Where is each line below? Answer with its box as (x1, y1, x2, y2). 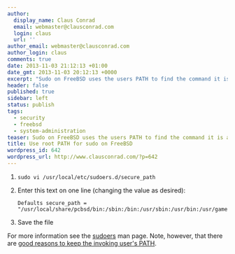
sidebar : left (7, 95, 49, 102)
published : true (7, 88, 55, 95)
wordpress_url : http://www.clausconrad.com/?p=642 (7, 153, 158, 161)
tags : (7, 108, 23, 115)
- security (13, 114, 45, 121)
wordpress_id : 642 (7, 147, 61, 154)
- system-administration (13, 127, 86, 134)
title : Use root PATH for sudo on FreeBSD (7, 141, 133, 148)
